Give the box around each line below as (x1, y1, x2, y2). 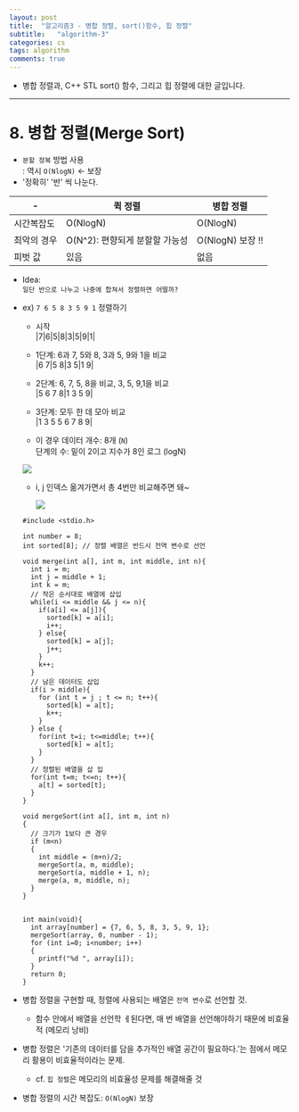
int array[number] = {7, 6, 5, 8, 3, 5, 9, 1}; (30, 923, 211, 932)
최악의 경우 (13, 234, 58, 246)
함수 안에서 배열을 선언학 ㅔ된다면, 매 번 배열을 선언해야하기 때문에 (35, 1013, 266, 1024)
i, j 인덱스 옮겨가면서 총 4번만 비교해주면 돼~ (35, 481, 190, 492)
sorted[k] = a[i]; (45, 613, 115, 622)
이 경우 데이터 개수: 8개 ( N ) (35, 435, 129, 445)
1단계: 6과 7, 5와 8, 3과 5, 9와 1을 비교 (35, 349, 167, 360)
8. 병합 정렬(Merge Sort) (9, 123, 185, 144)
